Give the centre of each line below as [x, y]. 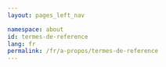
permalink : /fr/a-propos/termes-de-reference [83, 51]
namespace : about [36, 29]
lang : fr [22, 44]
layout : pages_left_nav [46, 15]
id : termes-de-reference [48, 37]
